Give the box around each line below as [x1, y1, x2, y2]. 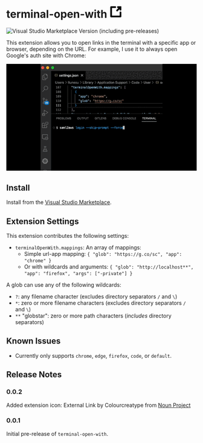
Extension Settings [6, 216, 79, 226]
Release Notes [6, 369, 62, 380]
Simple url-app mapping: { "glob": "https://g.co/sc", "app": [24, 250, 182, 258]
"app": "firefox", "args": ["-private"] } [24, 271, 133, 277]
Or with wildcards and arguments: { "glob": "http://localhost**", [24, 263, 194, 270]
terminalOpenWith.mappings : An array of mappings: [14, 244, 142, 251]
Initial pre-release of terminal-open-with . [6, 430, 109, 437]
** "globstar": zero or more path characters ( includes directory [14, 312, 172, 319]
